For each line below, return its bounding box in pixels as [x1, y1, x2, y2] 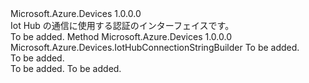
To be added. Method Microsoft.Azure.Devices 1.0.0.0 [10, 31, 232, 42]
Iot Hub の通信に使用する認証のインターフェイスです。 [10, 20, 235, 31]
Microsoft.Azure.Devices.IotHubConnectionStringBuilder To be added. [10, 42, 300, 53]
